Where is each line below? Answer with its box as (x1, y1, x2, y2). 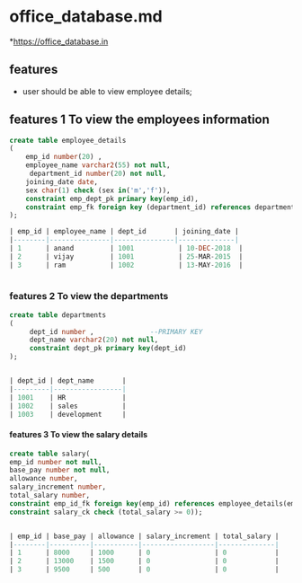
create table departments (9, 310, 106, 320)
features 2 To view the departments (9, 290, 169, 303)
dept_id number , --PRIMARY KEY (29, 327, 203, 336)
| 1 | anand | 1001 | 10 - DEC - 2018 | (9, 244, 244, 253)
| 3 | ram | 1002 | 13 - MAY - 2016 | (9, 261, 244, 269)
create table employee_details (9, 136, 127, 145)
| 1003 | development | (9, 410, 127, 419)
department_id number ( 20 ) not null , (29, 169, 167, 179)
